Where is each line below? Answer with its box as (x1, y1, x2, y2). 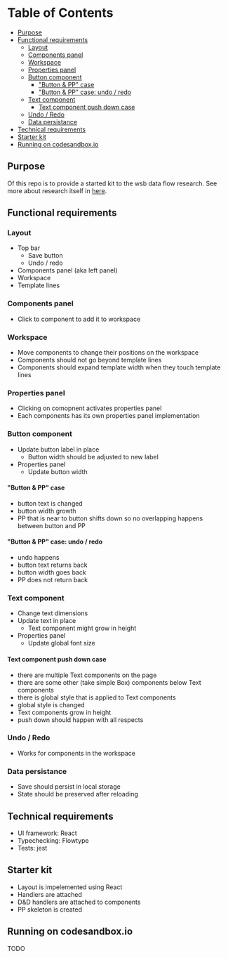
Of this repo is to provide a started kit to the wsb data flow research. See (7, 179, 217, 188)
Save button (27, 251, 63, 260)
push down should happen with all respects (17, 715, 144, 724)
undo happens (17, 553, 60, 562)
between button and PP (17, 521, 86, 530)
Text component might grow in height (27, 624, 137, 633)
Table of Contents (7, 5, 114, 21)
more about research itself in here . (7, 186, 107, 195)
